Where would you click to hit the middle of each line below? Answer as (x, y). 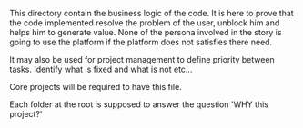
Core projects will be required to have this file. (96, 87)
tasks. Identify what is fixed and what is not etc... (101, 69)
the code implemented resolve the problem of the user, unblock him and (145, 23)
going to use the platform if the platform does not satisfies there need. (141, 42)
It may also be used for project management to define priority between (142, 59)
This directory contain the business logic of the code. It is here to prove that (151, 13)
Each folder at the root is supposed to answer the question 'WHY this (139, 104)
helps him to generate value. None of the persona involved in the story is (146, 32)
